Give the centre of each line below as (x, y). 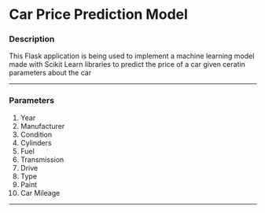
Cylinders (36, 142)
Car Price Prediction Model (98, 15)
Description (32, 39)
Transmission (42, 160)
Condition (36, 134)
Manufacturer (42, 126)
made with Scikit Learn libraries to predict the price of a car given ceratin (127, 64)
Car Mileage (40, 193)
